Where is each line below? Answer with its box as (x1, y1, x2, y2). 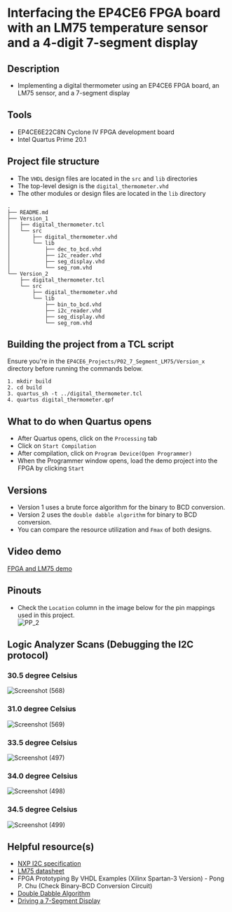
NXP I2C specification (17, 859, 81, 868)
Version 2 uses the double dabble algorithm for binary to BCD (17, 510, 198, 519)
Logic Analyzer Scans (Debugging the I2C (7, 639, 194, 651)
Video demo (7, 546, 62, 557)
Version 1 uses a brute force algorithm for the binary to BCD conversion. (17, 503, 226, 512)
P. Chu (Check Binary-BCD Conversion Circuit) (17, 882, 153, 890)
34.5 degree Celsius (7, 805, 78, 814)
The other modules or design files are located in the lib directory (17, 189, 206, 197)
